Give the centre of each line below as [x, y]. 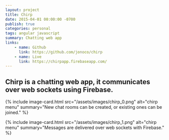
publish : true [20, 24]
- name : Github [30, 47]
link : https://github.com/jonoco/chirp [60, 52]
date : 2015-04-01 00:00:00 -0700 [40, 19]
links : [12, 43]
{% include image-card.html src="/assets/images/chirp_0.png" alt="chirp [81, 102]
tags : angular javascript [32, 33]
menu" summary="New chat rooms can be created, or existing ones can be [84, 107]
